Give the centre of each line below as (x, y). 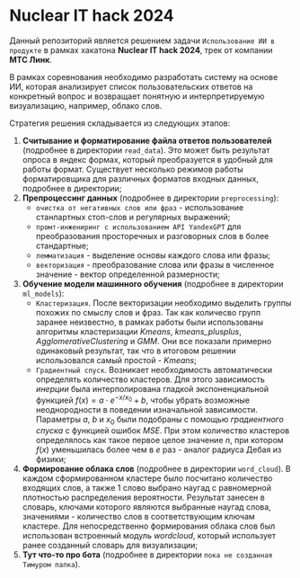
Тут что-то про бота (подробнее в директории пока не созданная (147, 555)
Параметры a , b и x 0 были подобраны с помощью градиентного (160, 420)
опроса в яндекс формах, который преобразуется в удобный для (148, 159)
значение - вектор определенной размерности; (128, 274)
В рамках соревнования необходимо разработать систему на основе (144, 76)
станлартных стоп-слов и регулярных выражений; (133, 217)
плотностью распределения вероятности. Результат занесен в (143, 498)
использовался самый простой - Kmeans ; (116, 360)
